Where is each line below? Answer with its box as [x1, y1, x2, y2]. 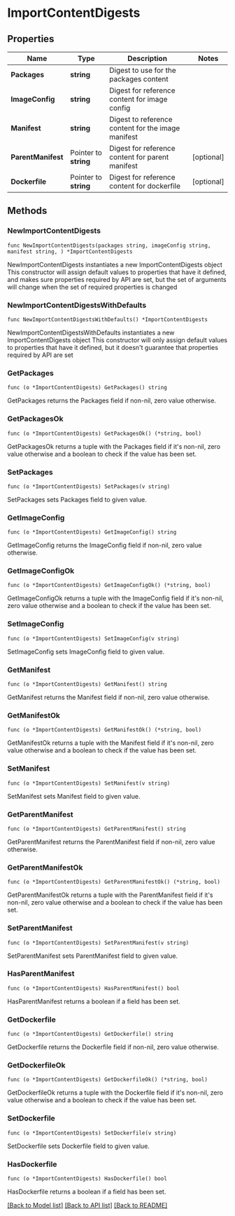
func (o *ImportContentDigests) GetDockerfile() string [7, 1031, 173, 1038]
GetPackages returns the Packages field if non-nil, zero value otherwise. [7, 396, 217, 405]
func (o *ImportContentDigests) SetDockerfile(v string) [7, 1129, 177, 1137]
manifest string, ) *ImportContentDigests [7, 248, 133, 255]
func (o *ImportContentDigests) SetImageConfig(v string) [7, 635, 180, 642]
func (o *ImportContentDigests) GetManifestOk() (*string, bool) [7, 727, 201, 734]
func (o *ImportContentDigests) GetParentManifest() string [7, 825, 187, 832]
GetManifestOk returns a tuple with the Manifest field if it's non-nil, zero [7, 738, 215, 748]
